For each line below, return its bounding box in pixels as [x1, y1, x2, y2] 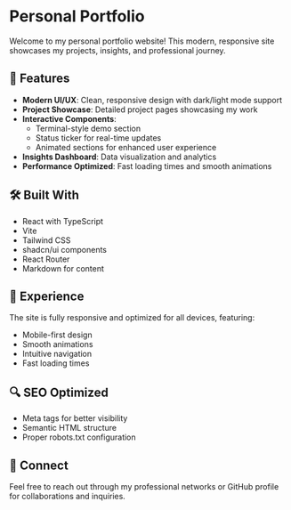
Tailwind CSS [21, 234, 71, 246]
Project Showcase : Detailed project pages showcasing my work [21, 104, 258, 115]
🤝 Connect [9, 457, 69, 473]
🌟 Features [9, 71, 70, 86]
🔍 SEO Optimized [9, 385, 109, 400]
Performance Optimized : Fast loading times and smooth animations [21, 160, 272, 171]
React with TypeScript [21, 215, 104, 226]
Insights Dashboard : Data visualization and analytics [21, 151, 217, 162]
